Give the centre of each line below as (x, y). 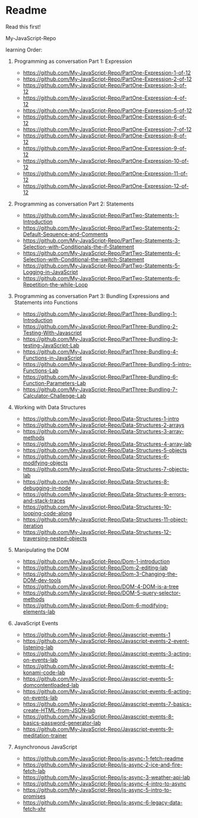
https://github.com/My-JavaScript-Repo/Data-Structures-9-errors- (105, 494)
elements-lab (39, 612)
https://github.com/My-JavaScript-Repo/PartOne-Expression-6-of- (105, 117)
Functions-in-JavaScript (52, 358)
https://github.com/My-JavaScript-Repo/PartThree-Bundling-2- (100, 326)
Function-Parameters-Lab (54, 383)
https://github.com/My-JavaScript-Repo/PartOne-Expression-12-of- (106, 186)
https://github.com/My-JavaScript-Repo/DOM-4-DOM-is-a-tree (101, 586)
